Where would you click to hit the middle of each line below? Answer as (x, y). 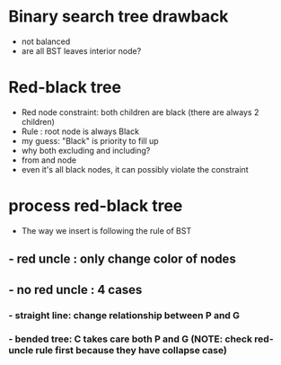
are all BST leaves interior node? (81, 50)
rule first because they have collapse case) (132, 351)
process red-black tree (96, 206)
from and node (49, 160)
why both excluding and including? (86, 150)
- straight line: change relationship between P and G (124, 315)
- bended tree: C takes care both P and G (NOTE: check (131, 339)
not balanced (46, 41)
